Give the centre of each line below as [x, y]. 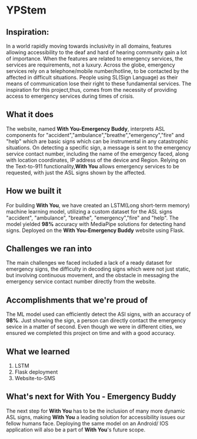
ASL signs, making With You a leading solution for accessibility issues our [96, 417]
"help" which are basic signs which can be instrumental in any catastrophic [97, 141]
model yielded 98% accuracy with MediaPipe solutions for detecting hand [96, 224]
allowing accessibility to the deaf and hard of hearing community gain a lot [96, 52]
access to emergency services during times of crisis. [70, 96]
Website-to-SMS [35, 378]
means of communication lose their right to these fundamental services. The [99, 84]
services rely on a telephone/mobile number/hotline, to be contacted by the [98, 71]
